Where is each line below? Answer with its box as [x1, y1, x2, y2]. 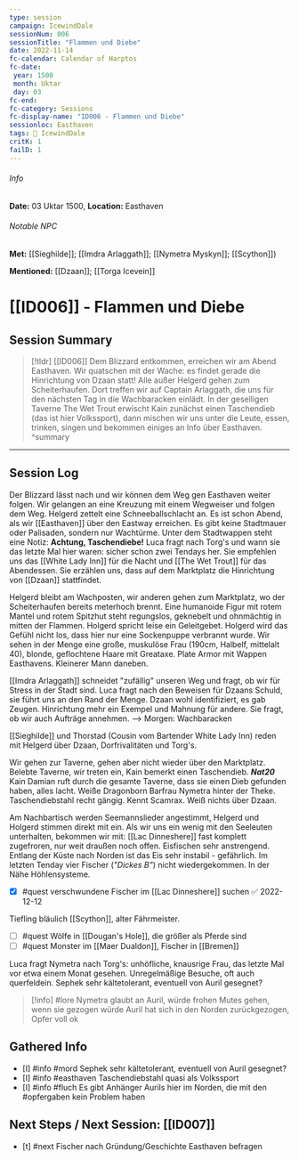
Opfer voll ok [30, 1014, 79, 1025]
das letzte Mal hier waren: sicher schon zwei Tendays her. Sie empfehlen [9, 546, 278, 556]
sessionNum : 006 [9, 29, 69, 38]
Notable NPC [9, 221, 58, 231]
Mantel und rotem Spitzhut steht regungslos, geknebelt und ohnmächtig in [9, 611, 282, 621]
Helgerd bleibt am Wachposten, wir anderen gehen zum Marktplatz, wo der [9, 591, 286, 602]
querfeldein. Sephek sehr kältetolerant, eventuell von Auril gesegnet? [9, 977, 263, 988]
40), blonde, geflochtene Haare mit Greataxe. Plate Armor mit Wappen [9, 648, 267, 659]
